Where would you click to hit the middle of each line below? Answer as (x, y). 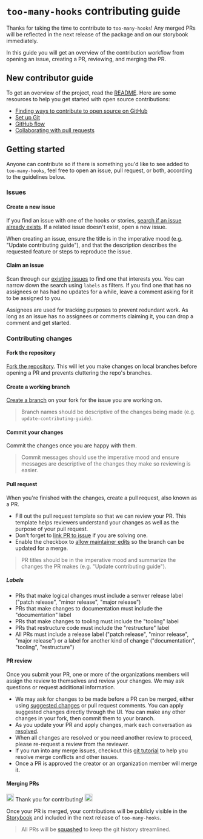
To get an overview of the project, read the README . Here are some (91, 93)
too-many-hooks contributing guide (93, 11)
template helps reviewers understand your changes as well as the (97, 522)
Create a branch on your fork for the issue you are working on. (84, 400)
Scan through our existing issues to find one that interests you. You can (95, 279)
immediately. (22, 41)
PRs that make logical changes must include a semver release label (99, 595)
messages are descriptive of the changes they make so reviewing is (106, 464)
